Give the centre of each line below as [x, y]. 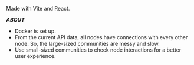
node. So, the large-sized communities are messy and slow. [87, 44]
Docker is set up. [35, 31]
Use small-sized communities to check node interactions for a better [98, 50]
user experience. [35, 56]
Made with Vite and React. [38, 8]
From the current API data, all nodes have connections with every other [101, 37]
